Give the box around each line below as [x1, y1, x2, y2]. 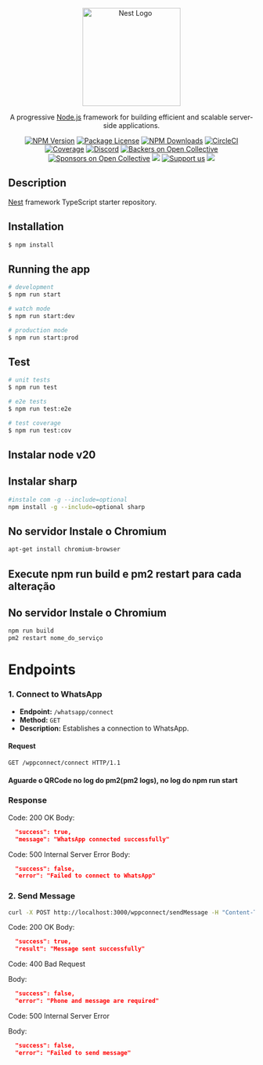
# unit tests [8, 376, 51, 384]
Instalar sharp [8, 475, 78, 489]
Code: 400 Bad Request [8, 959, 86, 969]
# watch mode [8, 305, 51, 313]
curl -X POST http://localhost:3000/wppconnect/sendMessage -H [8, 908, 219, 917]
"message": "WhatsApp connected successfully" [15, 835, 170, 844]
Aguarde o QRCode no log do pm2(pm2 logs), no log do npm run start [8, 775, 238, 785]
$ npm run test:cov [8, 426, 72, 434]
